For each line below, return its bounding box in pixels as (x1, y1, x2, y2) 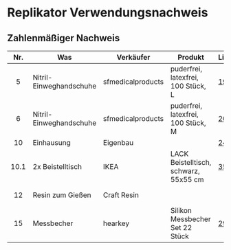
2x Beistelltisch (32, 162, 82, 171)
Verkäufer (116, 53, 151, 62)
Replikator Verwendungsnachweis (7, 5, 208, 21)
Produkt (177, 53, 205, 62)
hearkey (102, 218, 129, 228)
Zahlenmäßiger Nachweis (7, 32, 120, 44)
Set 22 (170, 223, 192, 232)
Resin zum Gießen (32, 190, 91, 200)
